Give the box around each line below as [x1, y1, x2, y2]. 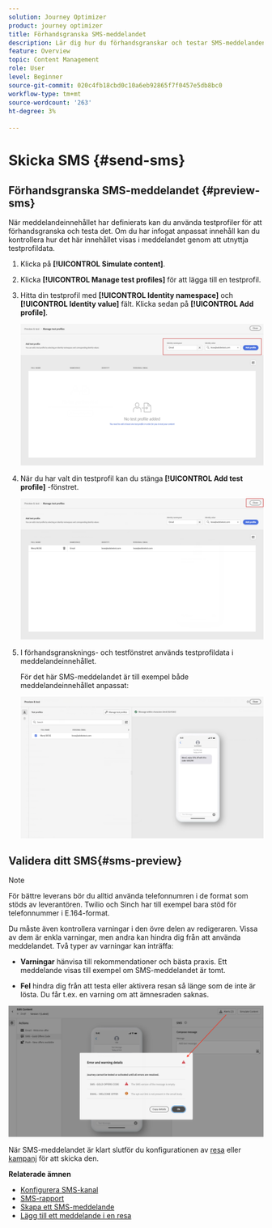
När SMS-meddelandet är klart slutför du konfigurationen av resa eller [8, 1145, 241, 1155]
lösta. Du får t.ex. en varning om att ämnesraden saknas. [19, 990, 209, 1000]
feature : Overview [8, 47, 70, 56]
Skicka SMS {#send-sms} [8, 151, 186, 170]
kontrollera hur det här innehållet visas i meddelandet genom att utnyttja [8, 235, 249, 244]
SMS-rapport [19, 1194, 65, 1204]
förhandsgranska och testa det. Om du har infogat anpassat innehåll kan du [8, 227, 261, 236]
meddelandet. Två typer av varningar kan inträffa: [8, 941, 174, 951]
